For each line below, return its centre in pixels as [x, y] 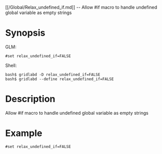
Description [30, 99]
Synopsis [25, 33]
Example [24, 133]
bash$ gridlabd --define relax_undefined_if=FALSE [60, 79]
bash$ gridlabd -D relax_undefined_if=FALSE [53, 74]
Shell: [11, 65]
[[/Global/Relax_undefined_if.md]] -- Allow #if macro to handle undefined [81, 7]
